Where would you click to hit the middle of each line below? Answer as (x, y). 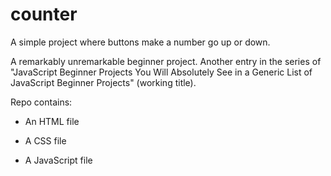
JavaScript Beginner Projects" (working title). (103, 82)
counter (44, 14)
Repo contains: (41, 102)
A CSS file (45, 140)
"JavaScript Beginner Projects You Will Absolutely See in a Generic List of (161, 72)
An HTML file (52, 121)
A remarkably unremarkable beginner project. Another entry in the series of (166, 61)
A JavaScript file (58, 160)
